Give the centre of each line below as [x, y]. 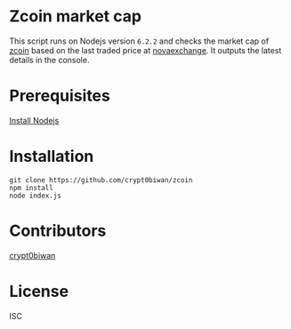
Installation [52, 156]
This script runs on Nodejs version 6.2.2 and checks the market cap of [139, 41]
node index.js [36, 196]
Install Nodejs [34, 120]
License [39, 291]
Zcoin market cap [76, 16]
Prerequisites [60, 96]
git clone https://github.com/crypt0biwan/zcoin [101, 180]
